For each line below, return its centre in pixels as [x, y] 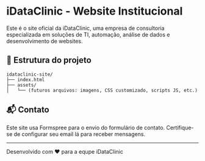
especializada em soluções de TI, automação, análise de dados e [88, 34]
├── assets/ [21, 85]
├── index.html [26, 80]
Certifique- [180, 127]
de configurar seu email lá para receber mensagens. [79, 134]
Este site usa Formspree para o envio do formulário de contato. [86, 127]
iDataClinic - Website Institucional [95, 11]
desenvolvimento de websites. [45, 41]
